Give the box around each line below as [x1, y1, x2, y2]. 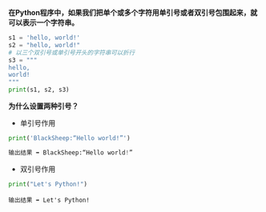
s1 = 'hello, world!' [8, 34, 81, 42]
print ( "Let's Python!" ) [8, 180, 88, 188]
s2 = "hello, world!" [8, 41, 81, 49]
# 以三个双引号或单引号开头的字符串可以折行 [8, 48, 135, 57]
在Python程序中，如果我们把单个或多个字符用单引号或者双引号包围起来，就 [8, 8, 258, 17]
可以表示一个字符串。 [8, 18, 79, 27]
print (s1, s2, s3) [8, 86, 70, 94]
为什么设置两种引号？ [8, 102, 79, 110]
